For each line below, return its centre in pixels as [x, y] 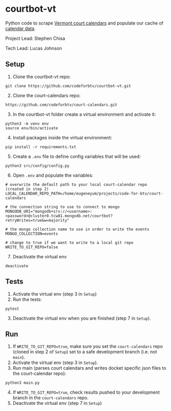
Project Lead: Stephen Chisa [35, 38]
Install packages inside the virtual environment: [62, 137]
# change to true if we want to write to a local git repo [69, 243]
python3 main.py [22, 383]
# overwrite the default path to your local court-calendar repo [76, 184]
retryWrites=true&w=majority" [38, 220]
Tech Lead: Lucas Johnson [34, 48]
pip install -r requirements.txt [41, 147]
